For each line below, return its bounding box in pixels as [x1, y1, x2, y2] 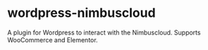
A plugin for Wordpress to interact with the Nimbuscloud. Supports [7, 28, 201, 37]
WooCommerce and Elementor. [7, 35, 98, 44]
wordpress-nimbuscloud [7, 5, 157, 21]
